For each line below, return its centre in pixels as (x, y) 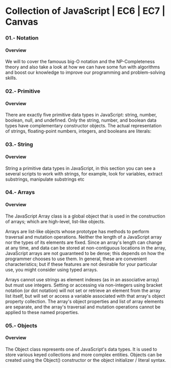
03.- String (19, 145)
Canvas (22, 22)
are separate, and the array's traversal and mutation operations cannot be (83, 307)
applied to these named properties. (42, 312)
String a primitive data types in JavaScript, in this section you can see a (80, 168)
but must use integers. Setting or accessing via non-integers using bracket (84, 285)
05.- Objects (21, 325)
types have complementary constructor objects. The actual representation (83, 126)
